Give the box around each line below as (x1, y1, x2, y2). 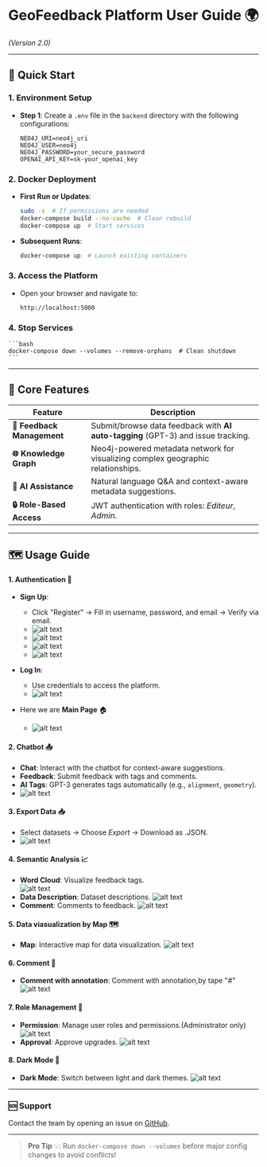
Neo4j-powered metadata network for (91, 443, 234, 454)
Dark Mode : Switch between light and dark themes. (19, 1072, 189, 1082)
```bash (8, 340, 34, 348)
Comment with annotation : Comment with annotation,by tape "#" (19, 975, 236, 986)
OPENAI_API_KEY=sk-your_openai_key (19, 155, 138, 163)
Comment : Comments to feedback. (19, 901, 137, 910)
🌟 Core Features (8, 383, 90, 397)
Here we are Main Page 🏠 (19, 705, 107, 715)
